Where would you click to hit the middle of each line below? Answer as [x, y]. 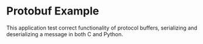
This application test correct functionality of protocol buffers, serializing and [102, 28]
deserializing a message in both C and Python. [65, 34]
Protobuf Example [53, 11]
